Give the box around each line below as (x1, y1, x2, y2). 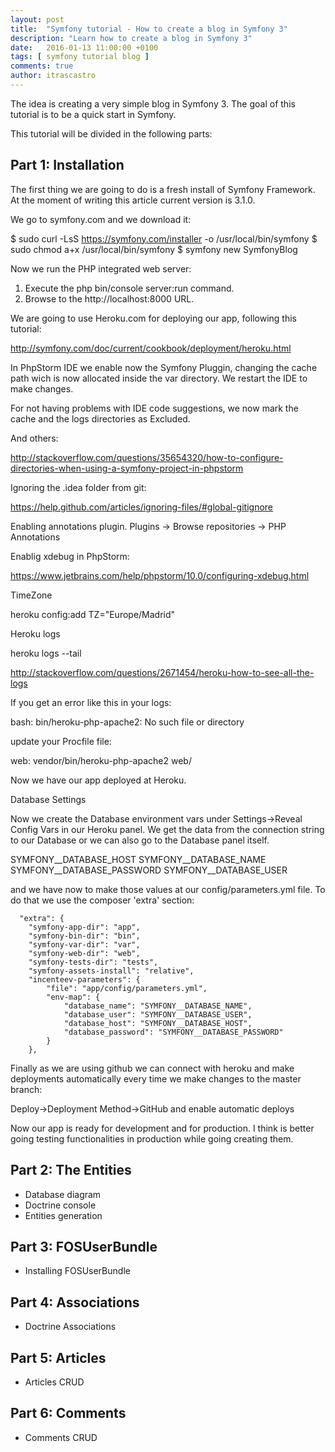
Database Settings (10, 793, 87, 805)
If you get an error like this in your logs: (10, 696, 172, 708)
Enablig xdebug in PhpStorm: (10, 550, 130, 562)
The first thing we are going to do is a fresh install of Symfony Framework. (10, 183, 316, 195)
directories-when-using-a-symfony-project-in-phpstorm (10, 462, 244, 474)
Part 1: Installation (10, 157, 125, 174)
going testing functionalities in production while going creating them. (10, 1132, 294, 1145)
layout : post (10, 14, 65, 25)
